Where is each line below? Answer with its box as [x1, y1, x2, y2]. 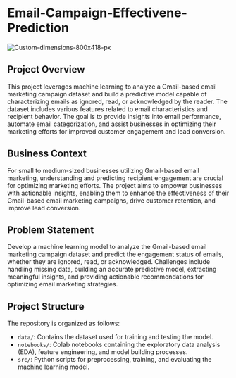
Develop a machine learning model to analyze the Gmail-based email [7, 243, 207, 251]
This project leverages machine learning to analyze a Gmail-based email [7, 82, 217, 91]
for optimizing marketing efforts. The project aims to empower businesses [7, 181, 223, 189]
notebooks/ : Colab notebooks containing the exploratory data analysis [17, 340, 221, 349]
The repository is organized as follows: [7, 319, 120, 328]
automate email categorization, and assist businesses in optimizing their [7, 120, 216, 128]
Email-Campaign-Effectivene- [7, 5, 188, 21]
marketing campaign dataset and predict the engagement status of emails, [7, 250, 224, 258]
